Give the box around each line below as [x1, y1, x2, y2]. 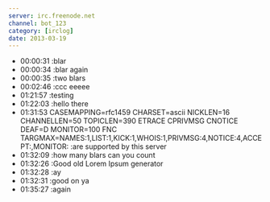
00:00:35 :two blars [19, 73, 86, 83]
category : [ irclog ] [8, 27, 74, 35]
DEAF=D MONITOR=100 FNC [19, 125, 118, 134]
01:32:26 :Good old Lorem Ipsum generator [19, 159, 164, 169]
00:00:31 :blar [19, 56, 67, 66]
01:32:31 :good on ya [19, 176, 90, 186]
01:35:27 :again [19, 184, 71, 194]
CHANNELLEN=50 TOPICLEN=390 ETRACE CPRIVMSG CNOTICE [19, 116, 239, 126]
